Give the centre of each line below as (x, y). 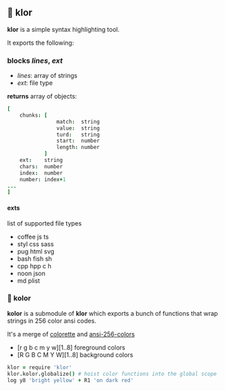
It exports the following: (41, 43)
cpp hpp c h (34, 265)
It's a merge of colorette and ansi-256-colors (71, 334)
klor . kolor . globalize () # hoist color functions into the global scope (112, 374)
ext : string (41, 160)
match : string (78, 121)
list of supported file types (44, 223)
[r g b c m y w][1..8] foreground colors (71, 347)
